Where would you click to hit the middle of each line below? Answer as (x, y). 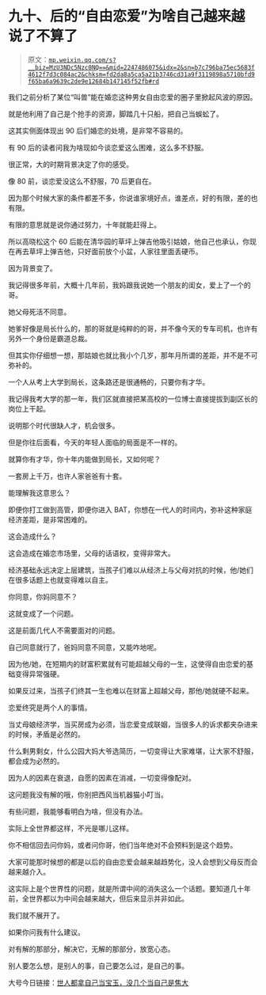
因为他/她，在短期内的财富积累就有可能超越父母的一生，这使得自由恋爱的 (127, 664)
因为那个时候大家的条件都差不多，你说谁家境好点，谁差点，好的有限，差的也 (133, 198)
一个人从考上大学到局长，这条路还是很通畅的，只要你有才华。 (109, 382)
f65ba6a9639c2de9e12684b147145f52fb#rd (93, 81)
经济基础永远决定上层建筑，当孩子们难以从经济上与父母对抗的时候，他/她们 (131, 570)
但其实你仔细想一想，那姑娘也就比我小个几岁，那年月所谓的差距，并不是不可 (133, 355)
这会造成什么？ (32, 536)
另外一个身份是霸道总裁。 (50, 338)
